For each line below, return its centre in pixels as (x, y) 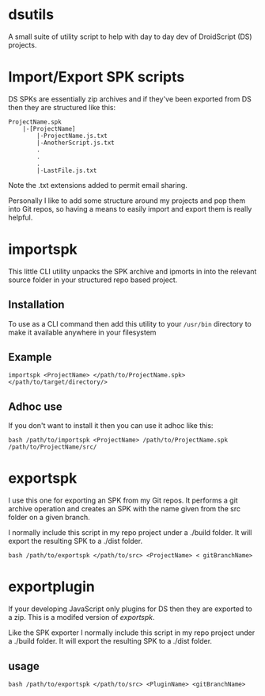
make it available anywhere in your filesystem (82, 332)
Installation (36, 305)
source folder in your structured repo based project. (93, 280)
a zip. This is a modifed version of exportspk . (82, 618)
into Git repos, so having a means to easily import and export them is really (130, 208)
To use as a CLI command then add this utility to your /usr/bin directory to (130, 323)
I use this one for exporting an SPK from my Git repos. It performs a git (123, 500)
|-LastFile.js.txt (67, 170)
